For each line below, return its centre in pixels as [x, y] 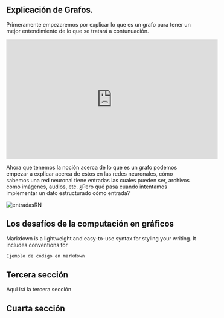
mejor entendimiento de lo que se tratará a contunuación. [78, 31]
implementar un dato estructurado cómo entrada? [68, 193]
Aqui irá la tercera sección [39, 290]
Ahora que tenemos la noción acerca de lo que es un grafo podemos [92, 167]
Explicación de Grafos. [50, 10]
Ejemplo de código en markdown [46, 256]
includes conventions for [37, 245]
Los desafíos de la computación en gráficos [90, 224]
